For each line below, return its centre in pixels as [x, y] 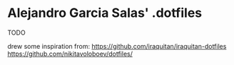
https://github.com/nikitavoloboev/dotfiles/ [70, 54]
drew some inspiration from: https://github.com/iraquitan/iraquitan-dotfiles [117, 46]
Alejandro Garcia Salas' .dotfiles [105, 13]
